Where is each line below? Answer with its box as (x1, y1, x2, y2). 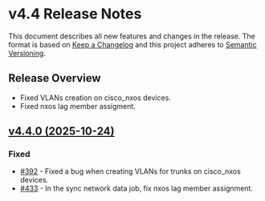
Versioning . (8, 48, 47, 58)
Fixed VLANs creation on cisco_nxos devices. (19, 93, 171, 103)
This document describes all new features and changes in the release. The (8, 31, 255, 41)
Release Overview (8, 71, 102, 85)
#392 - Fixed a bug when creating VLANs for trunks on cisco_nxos (19, 167, 241, 176)
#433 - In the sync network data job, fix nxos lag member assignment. (19, 183, 253, 193)
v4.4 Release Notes (8, 5, 142, 23)
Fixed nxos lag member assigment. (19, 101, 137, 111)
